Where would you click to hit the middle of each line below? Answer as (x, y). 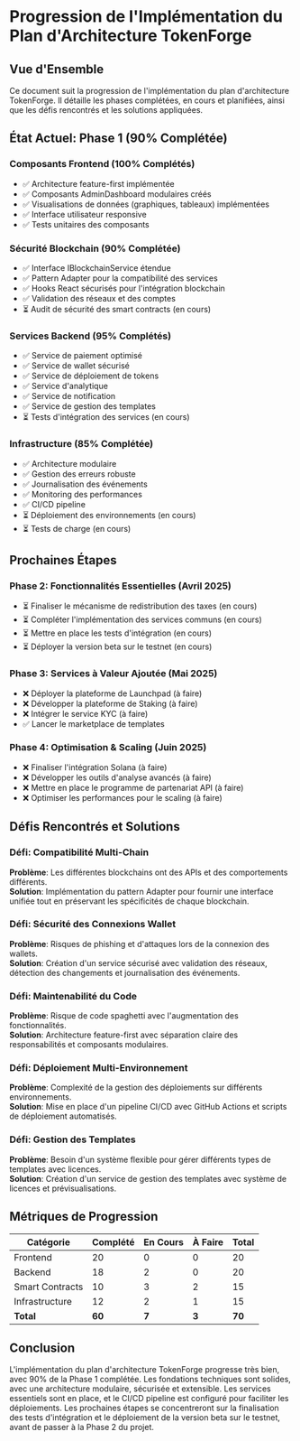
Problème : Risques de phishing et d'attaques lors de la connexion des (140, 944)
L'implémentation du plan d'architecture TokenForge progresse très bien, (145, 1370)
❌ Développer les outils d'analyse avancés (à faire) (117, 777)
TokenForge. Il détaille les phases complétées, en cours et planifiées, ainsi (147, 100)
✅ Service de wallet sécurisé (76, 366)
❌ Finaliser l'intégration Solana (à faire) (95, 767)
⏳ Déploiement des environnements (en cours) (109, 515)
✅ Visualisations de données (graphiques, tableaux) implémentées (146, 204)
